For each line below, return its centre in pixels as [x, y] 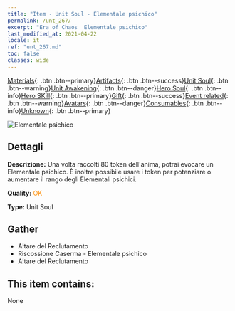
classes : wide [28, 60]
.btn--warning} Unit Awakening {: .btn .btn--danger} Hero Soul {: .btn [105, 88]
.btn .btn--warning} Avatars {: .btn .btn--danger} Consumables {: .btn [106, 103]
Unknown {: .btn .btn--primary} [66, 110]
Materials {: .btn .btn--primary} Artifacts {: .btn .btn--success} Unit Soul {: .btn [118, 80]
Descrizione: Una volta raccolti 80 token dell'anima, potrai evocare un [110, 164]
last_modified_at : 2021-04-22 [52, 34]
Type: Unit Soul [30, 206]
